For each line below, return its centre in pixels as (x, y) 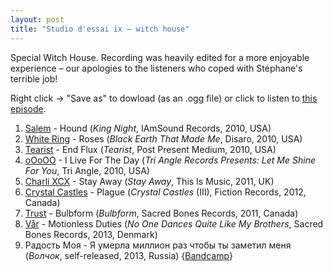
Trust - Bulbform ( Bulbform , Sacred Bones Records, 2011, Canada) (161, 213)
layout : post (37, 19)
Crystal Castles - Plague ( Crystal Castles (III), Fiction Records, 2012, (165, 192)
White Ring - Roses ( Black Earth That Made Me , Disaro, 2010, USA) (163, 138)
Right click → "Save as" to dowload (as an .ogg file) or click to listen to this (164, 98)
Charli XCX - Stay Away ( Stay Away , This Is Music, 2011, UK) (149, 181)
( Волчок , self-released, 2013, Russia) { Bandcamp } (128, 255)
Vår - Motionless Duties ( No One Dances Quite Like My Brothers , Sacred (174, 223)
